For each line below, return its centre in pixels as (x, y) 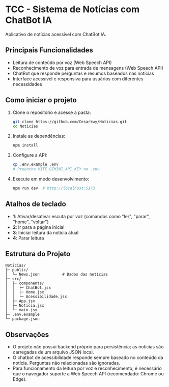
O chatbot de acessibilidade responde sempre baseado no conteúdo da (88, 358)
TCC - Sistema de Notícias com (73, 9)
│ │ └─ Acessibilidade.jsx (36, 297)
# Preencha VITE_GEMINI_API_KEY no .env (56, 169)
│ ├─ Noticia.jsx (25, 306)
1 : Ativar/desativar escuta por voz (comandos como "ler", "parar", (81, 216)
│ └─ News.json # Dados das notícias (57, 275)
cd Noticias (25, 126)
